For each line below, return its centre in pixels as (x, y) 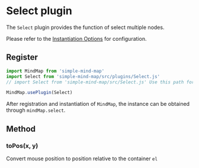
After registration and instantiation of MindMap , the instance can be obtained (98, 104)
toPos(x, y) (22, 146)
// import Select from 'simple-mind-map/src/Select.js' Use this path (95, 82)
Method (21, 129)
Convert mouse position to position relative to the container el (82, 159)
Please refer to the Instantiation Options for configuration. (76, 38)
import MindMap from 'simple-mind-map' (55, 71)
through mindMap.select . (36, 110)
